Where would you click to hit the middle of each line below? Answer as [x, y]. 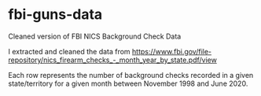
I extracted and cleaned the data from [70, 51]
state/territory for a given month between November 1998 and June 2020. [128, 83]
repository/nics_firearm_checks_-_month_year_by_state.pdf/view [113, 60]
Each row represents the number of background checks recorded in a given [131, 75]
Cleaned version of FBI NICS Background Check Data [95, 36]
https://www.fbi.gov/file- [172, 51]
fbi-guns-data [55, 15]
